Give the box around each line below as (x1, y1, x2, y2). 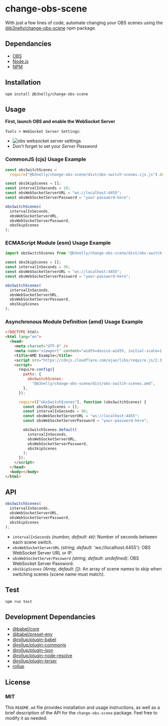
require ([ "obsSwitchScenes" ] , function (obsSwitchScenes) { (18, 399, 146, 405)
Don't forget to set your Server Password (12, 143, 97, 149)
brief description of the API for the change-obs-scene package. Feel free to (5, 710, 157, 716)
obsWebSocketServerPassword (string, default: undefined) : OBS (12, 555, 139, 561)
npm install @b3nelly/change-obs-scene (5, 92, 88, 97)
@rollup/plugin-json (12, 647, 53, 654)
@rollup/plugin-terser (12, 658, 57, 664)
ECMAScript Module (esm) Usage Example (5, 239, 111, 246)
